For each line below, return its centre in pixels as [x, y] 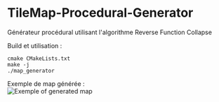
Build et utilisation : [35, 45]
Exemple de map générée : [46, 83]
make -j [19, 64]
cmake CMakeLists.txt [39, 58]
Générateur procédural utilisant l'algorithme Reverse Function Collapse [110, 32]
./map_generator [31, 71]
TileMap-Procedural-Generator [100, 13]
